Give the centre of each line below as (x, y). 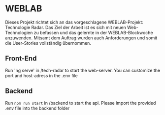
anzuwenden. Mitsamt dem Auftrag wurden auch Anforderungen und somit (81, 38)
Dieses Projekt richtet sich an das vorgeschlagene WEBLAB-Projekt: (74, 22)
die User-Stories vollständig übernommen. (48, 43)
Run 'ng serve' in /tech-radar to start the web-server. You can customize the (83, 70)
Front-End (21, 59)
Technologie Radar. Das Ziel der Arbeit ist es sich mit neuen (66, 27)
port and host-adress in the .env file (41, 75)
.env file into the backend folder (37, 108)
